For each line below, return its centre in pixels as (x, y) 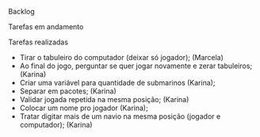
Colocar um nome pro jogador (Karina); (84, 108)
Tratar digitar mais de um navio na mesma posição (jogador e (120, 116)
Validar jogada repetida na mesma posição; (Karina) (104, 99)
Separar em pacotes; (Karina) (68, 91)
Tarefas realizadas (38, 42)
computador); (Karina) (56, 125)
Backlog (22, 11)
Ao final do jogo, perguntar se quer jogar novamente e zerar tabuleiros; (136, 66)
